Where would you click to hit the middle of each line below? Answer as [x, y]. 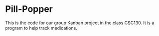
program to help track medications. [41, 28]
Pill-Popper [29, 9]
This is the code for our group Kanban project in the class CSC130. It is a [80, 23]
